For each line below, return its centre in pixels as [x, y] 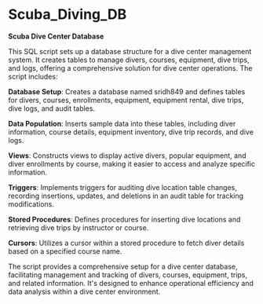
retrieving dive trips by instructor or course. [79, 227]
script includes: [33, 76]
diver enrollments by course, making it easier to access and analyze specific [132, 163]
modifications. [31, 204]
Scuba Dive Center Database [56, 36]
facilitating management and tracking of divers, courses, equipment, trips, [128, 275]
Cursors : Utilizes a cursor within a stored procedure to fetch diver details [126, 243]
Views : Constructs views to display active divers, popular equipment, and [127, 156]
